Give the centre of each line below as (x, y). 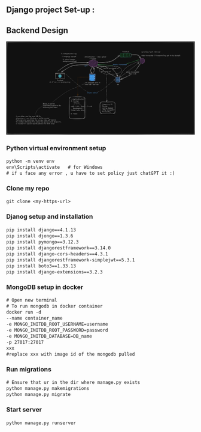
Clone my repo (28, 188)
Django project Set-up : (51, 10)
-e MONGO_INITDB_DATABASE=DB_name (49, 336)
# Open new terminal (32, 300)
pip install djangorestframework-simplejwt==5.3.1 (71, 260)
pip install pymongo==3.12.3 (42, 242)
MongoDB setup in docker (45, 287)
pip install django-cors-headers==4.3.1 (57, 254)
